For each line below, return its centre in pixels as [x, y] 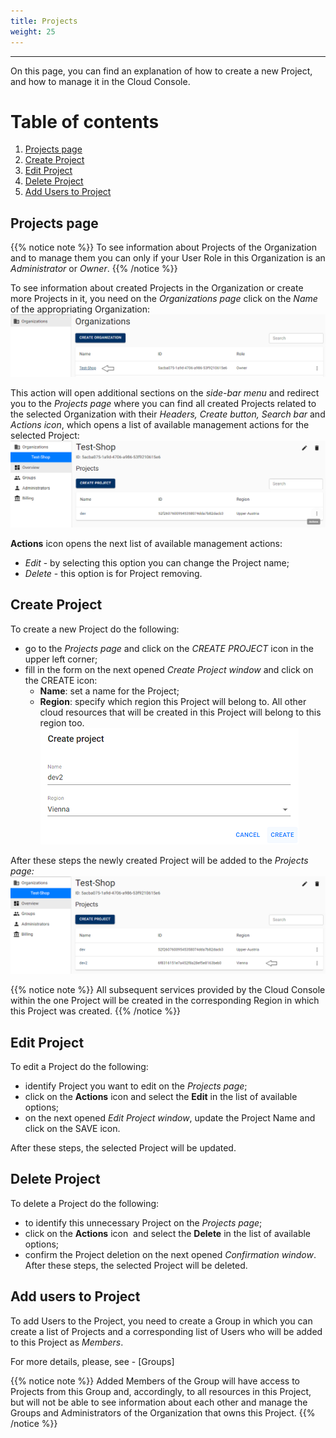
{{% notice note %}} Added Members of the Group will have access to [155, 1381]
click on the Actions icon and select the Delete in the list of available [168, 1233]
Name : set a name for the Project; [109, 691]
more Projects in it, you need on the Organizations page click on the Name [164, 299]
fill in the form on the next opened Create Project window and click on [169, 669]
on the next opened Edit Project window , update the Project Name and [170, 1118]
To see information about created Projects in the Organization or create [157, 288]
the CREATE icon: [61, 680]
